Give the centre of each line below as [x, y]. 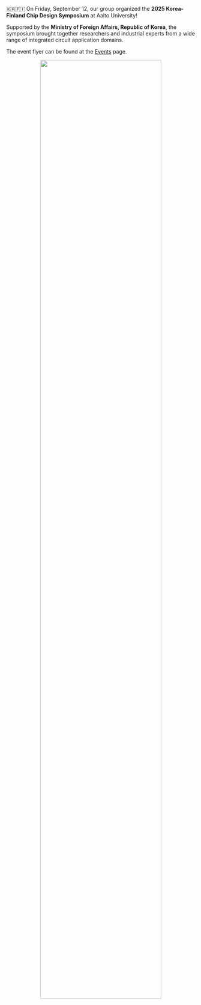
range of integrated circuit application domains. [65, 40]
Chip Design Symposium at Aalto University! [82, 15]
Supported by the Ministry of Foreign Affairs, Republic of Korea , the [91, 27]
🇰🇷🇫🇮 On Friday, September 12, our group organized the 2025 [85, 9]
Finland [16, 15]
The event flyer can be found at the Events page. [67, 51]
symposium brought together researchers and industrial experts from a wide [100, 33]
